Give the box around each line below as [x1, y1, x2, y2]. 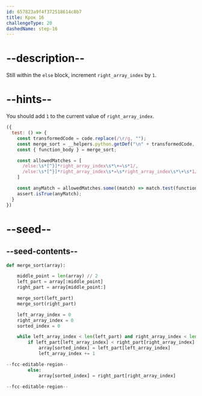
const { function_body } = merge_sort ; [17, 146, 117, 152]
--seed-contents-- [6, 247, 78, 257]
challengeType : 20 [6, 20, 52, 26]
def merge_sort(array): [6, 262, 66, 268]
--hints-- [6, 93, 52, 106]
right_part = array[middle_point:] [17, 284, 106, 291]
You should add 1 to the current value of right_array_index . [6, 113, 155, 120]
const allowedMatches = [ [17, 157, 82, 163]
